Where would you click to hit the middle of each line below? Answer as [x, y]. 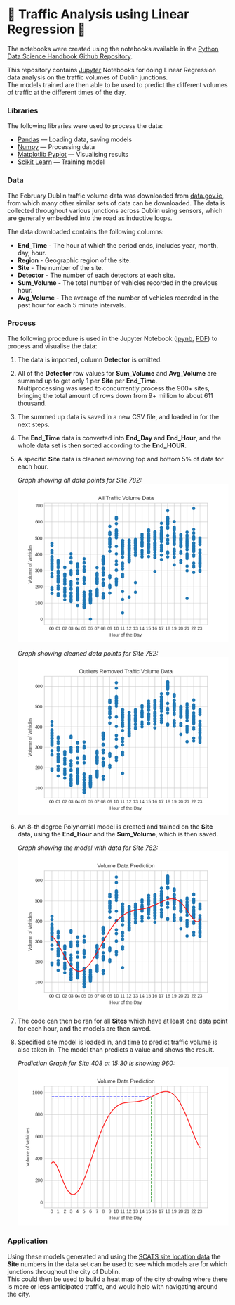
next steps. [34, 424]
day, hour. [32, 253]
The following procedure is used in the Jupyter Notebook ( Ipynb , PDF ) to [112, 338]
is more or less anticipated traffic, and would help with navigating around [113, 1286]
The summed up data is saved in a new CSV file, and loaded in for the [118, 416]
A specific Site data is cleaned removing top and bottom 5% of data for [120, 459]
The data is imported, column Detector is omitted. [90, 359]
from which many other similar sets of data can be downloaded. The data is [116, 203]
